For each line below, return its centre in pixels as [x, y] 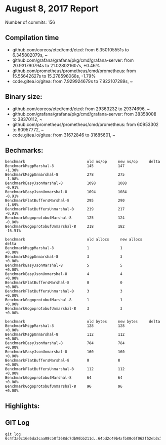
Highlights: [22, 406]
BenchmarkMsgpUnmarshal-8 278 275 [65, 175]
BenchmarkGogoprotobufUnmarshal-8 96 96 [64, 386]
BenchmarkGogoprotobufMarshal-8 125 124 [65, 218]
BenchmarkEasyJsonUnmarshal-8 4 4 [64, 274]
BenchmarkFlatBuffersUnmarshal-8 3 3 [64, 291]
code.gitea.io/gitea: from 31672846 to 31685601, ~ [64, 135]
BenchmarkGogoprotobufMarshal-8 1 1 [64, 300]
